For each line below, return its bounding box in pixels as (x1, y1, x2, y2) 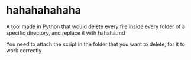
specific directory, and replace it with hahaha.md (6, 29, 125, 36)
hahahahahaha (6, 4, 82, 17)
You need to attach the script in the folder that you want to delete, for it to (6, 41, 185, 48)
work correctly (6, 46, 42, 54)
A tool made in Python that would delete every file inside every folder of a (6, 23, 185, 30)
